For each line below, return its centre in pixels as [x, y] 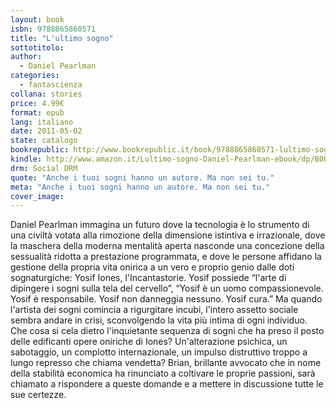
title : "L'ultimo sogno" [62, 38]
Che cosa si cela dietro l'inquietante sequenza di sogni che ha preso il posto [167, 331]
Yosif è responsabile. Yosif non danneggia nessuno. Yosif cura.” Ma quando [166, 299]
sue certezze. [38, 395]
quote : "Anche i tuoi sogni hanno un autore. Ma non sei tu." [142, 177]
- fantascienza [51, 85]
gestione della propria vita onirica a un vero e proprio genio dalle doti [152, 267]
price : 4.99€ [37, 103]
